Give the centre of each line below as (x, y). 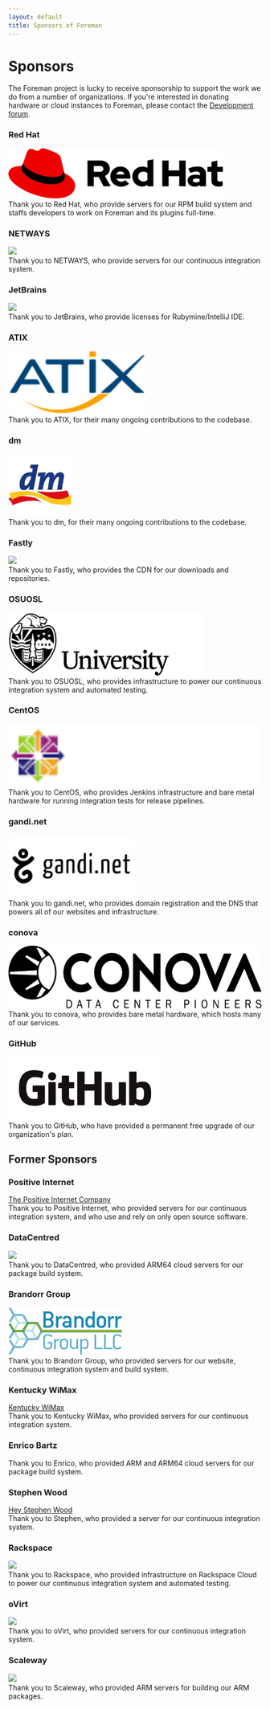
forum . (19, 114)
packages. (26, 1696)
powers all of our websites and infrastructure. (84, 912)
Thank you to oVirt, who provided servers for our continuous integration (127, 1631)
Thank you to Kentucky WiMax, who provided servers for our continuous (129, 1416)
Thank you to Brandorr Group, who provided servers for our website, (122, 1360)
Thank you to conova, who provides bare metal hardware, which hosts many (135, 1014)
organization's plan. (41, 1134)
